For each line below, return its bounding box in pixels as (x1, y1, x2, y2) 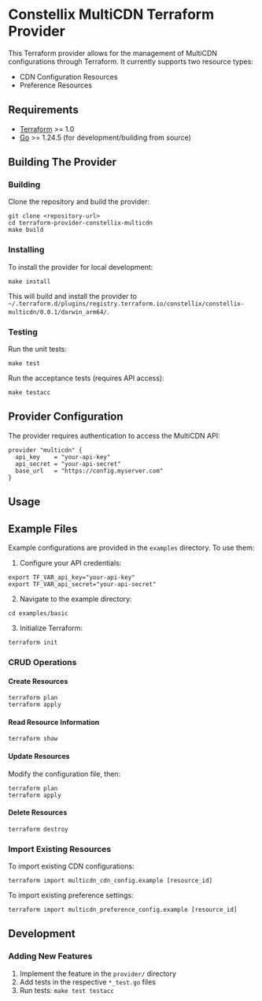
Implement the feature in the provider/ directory (19, 969, 177, 978)
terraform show (8, 735, 58, 743)
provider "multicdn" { (8, 446, 83, 454)
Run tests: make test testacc (19, 985, 114, 995)
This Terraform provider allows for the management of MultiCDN (8, 48, 218, 58)
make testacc (8, 389, 51, 397)
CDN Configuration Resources (19, 72, 118, 81)
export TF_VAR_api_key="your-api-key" (8, 573, 135, 581)
